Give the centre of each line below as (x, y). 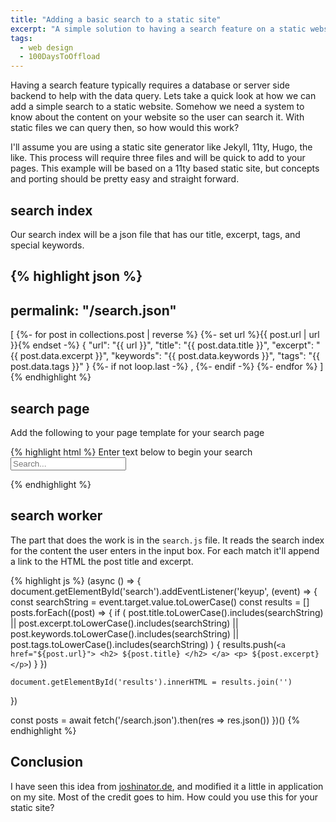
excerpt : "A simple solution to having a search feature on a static (158, 29)
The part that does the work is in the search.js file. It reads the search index (167, 540)
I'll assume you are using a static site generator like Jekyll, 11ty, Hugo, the (161, 147)
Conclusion (47, 762)
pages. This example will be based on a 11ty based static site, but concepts (165, 168)
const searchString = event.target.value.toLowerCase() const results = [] (160, 602)
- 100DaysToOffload (60, 57)
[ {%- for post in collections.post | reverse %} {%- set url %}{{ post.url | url (165, 335)
